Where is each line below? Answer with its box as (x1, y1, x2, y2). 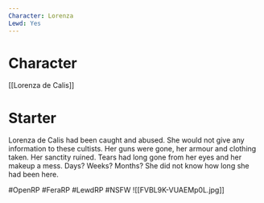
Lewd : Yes (8, 19, 42, 27)
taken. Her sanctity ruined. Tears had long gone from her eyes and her (8, 152, 242, 162)
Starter (8, 109, 56, 127)
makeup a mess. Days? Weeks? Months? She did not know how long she (8, 161, 250, 171)
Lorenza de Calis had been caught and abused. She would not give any (8, 135, 245, 145)
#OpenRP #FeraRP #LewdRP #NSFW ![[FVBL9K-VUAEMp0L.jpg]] (8, 185, 225, 195)
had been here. (8, 170, 59, 180)
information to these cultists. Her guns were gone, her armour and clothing (8, 144, 257, 154)
